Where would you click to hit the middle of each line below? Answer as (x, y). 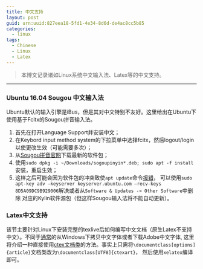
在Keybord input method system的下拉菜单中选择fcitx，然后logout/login (105, 140)
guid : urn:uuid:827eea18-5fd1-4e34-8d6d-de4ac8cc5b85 (76, 23)
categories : (21, 29)
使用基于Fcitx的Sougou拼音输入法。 (51, 119)
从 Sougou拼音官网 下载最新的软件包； (62, 155)
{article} (19, 253)
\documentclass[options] (164, 245)
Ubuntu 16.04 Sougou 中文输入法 (55, 97)
